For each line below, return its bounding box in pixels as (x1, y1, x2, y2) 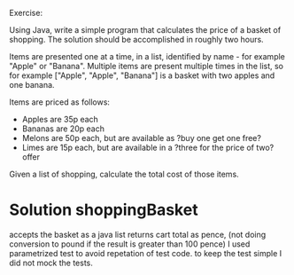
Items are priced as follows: (9, 97, 111, 107)
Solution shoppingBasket (9, 200, 198, 220)
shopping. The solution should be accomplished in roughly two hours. (9, 35, 264, 44)
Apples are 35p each (21, 114, 99, 124)
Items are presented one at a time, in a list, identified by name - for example (9, 51, 286, 61)
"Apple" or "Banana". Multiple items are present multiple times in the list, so (9, 61, 283, 71)
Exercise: (9, 8, 43, 18)
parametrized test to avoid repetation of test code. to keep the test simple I (9, 247, 282, 258)
